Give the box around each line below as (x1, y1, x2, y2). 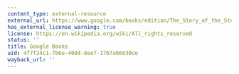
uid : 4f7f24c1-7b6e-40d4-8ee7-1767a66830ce (7, 50, 139, 57)
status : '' (7, 37, 40, 44)
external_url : (7, 17, 50, 24)
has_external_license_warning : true (7, 23, 116, 30)
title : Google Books (7, 43, 69, 50)
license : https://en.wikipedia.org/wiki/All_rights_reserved (7, 30, 193, 37)
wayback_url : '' (7, 56, 55, 63)
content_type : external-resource (7, 10, 107, 18)
